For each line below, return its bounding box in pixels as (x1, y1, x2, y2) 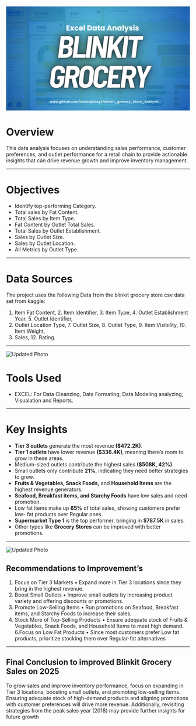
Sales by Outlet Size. (14, 234, 65, 241)
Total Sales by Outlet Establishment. (14, 227, 101, 234)
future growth (6, 713, 39, 720)
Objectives (6, 183, 60, 196)
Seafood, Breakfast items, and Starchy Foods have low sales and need (14, 492, 188, 499)
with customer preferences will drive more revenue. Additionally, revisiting (6, 701, 184, 708)
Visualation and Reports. (14, 397, 74, 404)
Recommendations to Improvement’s (6, 563, 143, 573)
